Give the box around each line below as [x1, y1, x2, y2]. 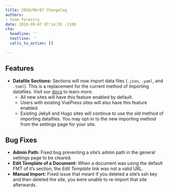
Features [5, 64, 34, 73]
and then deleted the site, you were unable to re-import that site [12, 177, 147, 183]
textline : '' [10, 36, 38, 41]
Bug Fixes [5, 136, 37, 145]
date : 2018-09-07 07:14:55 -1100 [5, 21, 76, 27]
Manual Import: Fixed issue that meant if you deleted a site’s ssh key [12, 171, 158, 177]
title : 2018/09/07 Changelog [5, 7, 67, 13]
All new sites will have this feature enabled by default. [20, 94, 133, 100]
